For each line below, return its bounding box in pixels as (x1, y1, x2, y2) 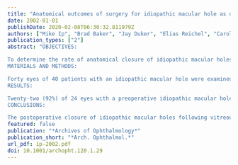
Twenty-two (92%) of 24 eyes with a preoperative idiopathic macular (7, 95, 217, 102)
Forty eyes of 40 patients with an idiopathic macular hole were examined (7, 75, 233, 82)
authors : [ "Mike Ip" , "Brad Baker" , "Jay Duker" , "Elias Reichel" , (7, 30, 211, 38)
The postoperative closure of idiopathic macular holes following (7, 114, 208, 121)
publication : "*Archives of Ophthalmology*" (7, 127, 141, 135)
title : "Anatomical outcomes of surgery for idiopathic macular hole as (7, 10, 227, 18)
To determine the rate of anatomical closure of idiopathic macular (7, 56, 214, 64)
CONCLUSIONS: (7, 101, 46, 108)
